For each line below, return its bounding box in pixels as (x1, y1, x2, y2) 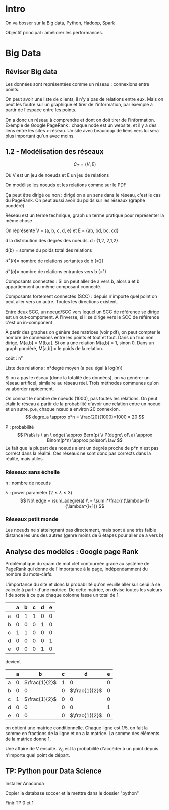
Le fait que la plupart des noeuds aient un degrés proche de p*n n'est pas (5, 445, 159, 451)
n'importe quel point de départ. (5, 752, 70, 758)
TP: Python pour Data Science (5, 767, 102, 776)
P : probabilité (5, 423, 34, 430)
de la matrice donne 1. (5, 736, 51, 742)
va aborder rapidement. (5, 385, 54, 392)
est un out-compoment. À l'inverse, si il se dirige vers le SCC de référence (5, 314, 160, 320)
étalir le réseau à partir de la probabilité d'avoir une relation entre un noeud (5, 401, 161, 407)
